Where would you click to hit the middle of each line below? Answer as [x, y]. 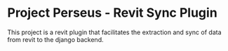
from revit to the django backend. [55, 39]
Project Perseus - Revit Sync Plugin [112, 13]
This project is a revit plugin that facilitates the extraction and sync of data [114, 32]
